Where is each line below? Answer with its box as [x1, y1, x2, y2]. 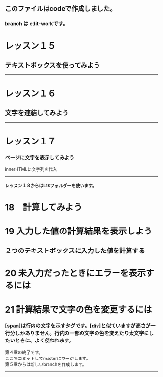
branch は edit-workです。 [5, 20, 68, 27]
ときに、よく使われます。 [15, 337, 74, 344]
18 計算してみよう [5, 201, 82, 213]
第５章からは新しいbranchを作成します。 [5, 361, 87, 367]
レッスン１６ [5, 88, 57, 99]
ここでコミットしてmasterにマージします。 [5, 355, 91, 361]
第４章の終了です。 [5, 349, 43, 355]
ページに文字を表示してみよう [5, 154, 75, 161]
